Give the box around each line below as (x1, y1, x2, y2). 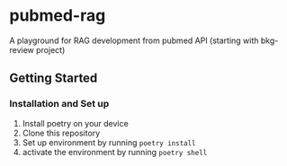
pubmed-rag (9, 5, 106, 26)
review (9, 44, 34, 55)
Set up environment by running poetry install (22, 136, 196, 148)
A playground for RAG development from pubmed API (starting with (9, 35, 259, 46)
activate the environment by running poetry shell (22, 146, 208, 157)
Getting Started (9, 71, 98, 86)
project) (35, 44, 66, 55)
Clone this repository (22, 127, 101, 138)
